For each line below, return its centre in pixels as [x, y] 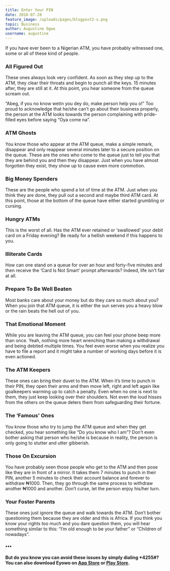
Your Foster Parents [30, 501]
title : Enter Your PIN [29, 10]
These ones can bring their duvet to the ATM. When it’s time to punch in [80, 381]
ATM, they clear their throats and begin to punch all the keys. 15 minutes [81, 83]
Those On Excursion [31, 456]
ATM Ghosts [21, 133]
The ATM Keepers [28, 370]
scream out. [18, 94]
